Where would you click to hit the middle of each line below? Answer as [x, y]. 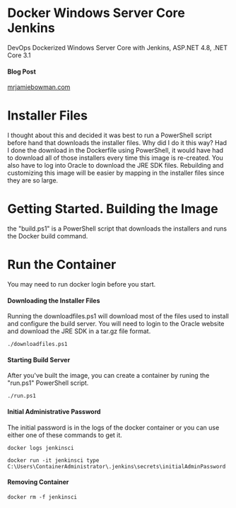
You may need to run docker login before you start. [82, 284]
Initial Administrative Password [54, 411]
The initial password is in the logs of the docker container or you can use [113, 427]
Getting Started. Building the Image [113, 209]
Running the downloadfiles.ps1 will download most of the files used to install [118, 316]
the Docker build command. [48, 236]
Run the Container [62, 265]
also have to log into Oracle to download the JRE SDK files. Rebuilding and [116, 166]
